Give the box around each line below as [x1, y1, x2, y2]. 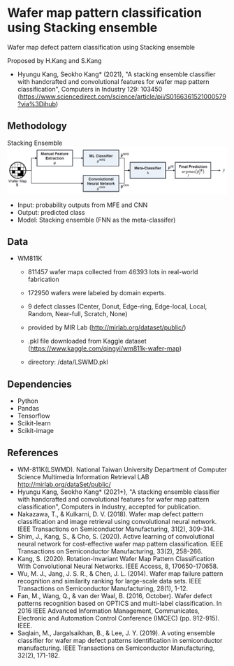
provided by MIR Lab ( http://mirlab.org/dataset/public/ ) [27, 323, 187, 332]
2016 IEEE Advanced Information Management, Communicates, [17, 607, 200, 615]
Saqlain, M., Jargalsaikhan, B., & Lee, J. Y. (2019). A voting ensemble [17, 628, 215, 637]
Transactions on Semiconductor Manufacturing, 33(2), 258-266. [17, 547, 203, 555]
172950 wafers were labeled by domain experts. [27, 289, 166, 297]
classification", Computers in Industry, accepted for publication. [17, 502, 201, 511]
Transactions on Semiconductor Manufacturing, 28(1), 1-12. [17, 584, 189, 593]
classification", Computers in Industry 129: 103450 [17, 85, 163, 93]
